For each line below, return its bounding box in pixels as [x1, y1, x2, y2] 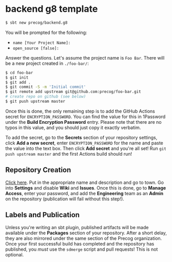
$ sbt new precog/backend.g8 [5, 20, 68, 25]
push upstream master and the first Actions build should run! [5, 151, 132, 157]
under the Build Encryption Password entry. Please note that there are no [5, 119, 162, 125]
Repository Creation [5, 165, 71, 175]
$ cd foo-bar [5, 70, 33, 75]
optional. [5, 251, 24, 257]
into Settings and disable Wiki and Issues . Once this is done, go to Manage [5, 184, 166, 191]
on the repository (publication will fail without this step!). [5, 196, 124, 202]
